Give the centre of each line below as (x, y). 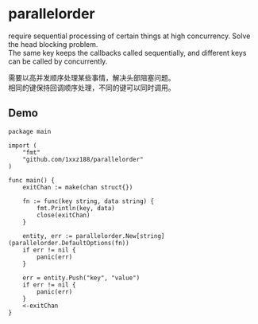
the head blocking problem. (53, 44)
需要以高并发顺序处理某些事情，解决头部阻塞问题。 (92, 77)
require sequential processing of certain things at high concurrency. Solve (129, 36)
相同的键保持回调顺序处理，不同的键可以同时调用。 (92, 88)
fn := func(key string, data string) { (89, 201)
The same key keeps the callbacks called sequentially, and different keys (127, 53)
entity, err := (48, 236)
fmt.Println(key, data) (76, 208)
